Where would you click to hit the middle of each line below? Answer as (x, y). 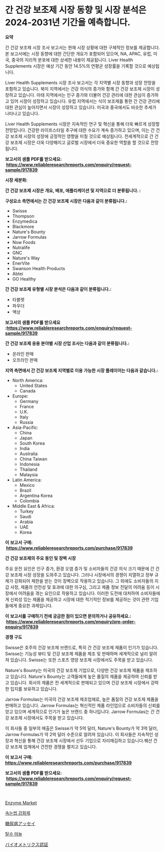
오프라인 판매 (25, 360)
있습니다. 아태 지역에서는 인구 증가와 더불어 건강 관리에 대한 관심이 (82, 95)
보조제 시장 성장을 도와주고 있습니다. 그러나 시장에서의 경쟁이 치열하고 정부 (82, 574)
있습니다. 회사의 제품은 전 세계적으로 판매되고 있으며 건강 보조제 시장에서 (80, 682)
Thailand (29, 469)
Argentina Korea (36, 496)
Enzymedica (25, 221)
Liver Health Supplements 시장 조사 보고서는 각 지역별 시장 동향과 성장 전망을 (81, 82)
